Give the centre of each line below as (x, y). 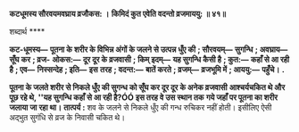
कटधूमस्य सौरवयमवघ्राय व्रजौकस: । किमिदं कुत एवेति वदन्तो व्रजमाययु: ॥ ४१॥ (118, 14)
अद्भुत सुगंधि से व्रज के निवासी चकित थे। (67, 117)
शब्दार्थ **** (27, 32)
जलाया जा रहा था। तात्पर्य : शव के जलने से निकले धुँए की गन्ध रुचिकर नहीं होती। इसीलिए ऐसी (141, 107)
